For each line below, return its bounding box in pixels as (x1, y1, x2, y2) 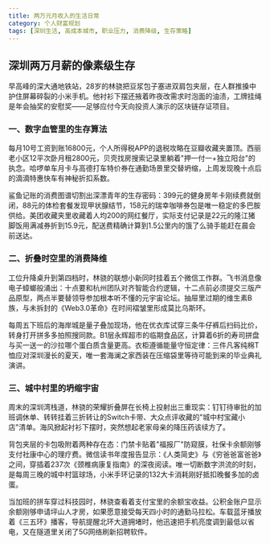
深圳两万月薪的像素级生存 (8, 58, 135, 72)
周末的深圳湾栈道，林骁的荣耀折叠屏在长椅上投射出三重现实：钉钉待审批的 (8, 402, 255, 412)
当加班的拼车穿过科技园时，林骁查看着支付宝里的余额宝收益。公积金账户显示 (8, 497, 262, 507)
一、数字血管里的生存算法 (8, 124, 108, 135)
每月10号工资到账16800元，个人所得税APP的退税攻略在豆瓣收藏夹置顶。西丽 (8, 143, 261, 153)
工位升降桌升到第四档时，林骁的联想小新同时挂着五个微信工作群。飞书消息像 (8, 273, 262, 282)
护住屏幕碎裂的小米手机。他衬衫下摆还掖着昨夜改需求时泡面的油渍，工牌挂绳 (8, 92, 262, 101)
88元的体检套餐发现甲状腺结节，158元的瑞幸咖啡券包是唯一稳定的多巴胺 (22, 200, 261, 210)
